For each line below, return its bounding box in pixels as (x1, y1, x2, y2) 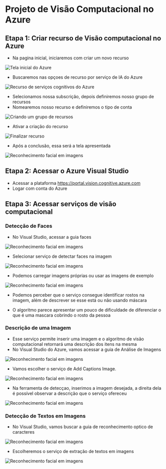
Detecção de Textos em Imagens (5, 412, 86, 419)
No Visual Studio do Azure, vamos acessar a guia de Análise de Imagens (12, 346, 162, 352)
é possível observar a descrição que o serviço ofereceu (12, 390, 127, 396)
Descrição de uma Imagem (5, 324, 71, 331)
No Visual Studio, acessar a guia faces (12, 234, 91, 240)
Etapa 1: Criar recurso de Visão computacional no (5, 34, 162, 42)
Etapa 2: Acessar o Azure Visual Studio (5, 167, 129, 175)
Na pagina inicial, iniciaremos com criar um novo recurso (12, 55, 129, 61)
